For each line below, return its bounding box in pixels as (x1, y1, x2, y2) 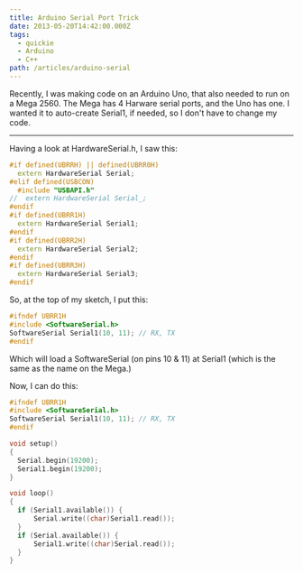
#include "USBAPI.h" (17, 186, 95, 195)
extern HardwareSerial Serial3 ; (17, 270, 140, 279)
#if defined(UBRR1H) (9, 211, 87, 220)
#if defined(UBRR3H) (9, 261, 87, 271)
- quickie (17, 38, 54, 48)
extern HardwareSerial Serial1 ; (17, 219, 140, 228)
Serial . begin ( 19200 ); (17, 456, 99, 465)
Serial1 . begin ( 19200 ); (17, 464, 103, 474)
